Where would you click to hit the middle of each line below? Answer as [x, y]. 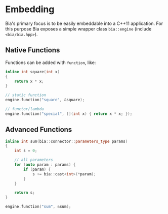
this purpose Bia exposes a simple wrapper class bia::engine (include [78, 28]
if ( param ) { [37, 169]
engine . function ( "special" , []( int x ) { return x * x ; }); [69, 114]
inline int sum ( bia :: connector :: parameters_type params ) [67, 141]
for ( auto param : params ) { [45, 165]
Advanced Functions [39, 130]
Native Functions [33, 50]
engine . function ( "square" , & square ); [45, 100]
